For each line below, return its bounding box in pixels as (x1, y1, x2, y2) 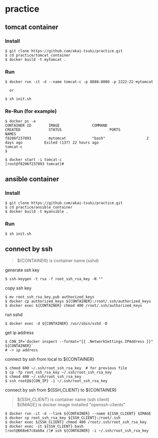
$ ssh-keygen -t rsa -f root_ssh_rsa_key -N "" (5, 277, 104, 282)
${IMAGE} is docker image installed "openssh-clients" (17, 402, 125, 408)
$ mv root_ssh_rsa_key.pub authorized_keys (5, 294, 95, 300)
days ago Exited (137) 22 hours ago (5, 140, 99, 145)
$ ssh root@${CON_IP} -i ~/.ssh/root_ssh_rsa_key (5, 378, 108, 384)
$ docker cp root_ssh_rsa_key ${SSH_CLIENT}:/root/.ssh (5, 416, 121, 420)
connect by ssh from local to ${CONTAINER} (5, 356, 95, 362)
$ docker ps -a (5, 119, 36, 124)
